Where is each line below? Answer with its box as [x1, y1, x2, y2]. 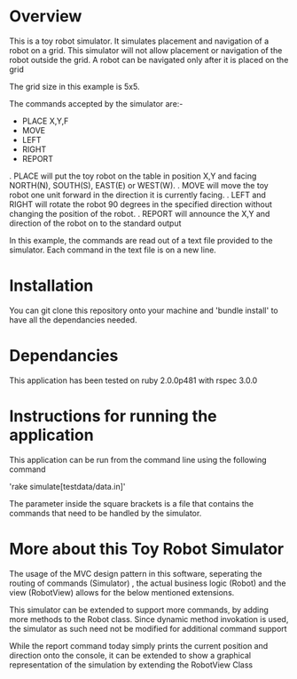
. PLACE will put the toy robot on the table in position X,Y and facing [9, 171, 257, 181]
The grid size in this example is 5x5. [9, 81, 140, 92]
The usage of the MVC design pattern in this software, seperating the [9, 568, 263, 579]
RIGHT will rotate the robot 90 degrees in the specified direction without [9, 198, 272, 210]
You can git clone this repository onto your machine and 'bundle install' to [9, 305, 278, 316]
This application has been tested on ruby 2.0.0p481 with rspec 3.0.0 [9, 375, 258, 386]
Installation [9, 276, 94, 296]
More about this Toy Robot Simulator [9, 539, 285, 559]
